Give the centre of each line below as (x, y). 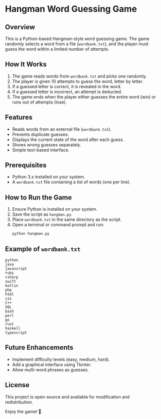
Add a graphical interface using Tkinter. (52, 364)
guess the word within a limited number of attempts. (57, 49)
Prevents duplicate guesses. (40, 134)
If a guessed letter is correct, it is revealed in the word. (67, 86)
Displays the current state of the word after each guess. (68, 140)
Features (19, 117)
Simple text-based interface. (41, 150)
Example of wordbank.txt (43, 249)
